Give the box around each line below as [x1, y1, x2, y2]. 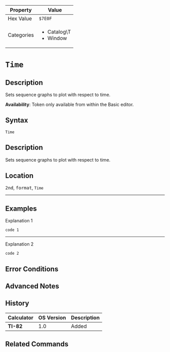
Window [47, 35, 67, 42]
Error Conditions [5, 264, 59, 273]
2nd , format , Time [5, 185, 44, 191]
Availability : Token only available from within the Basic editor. [5, 101, 134, 107]
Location [5, 172, 34, 180]
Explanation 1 [5, 218, 33, 224]
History [5, 299, 29, 308]
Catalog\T [47, 28, 71, 35]
